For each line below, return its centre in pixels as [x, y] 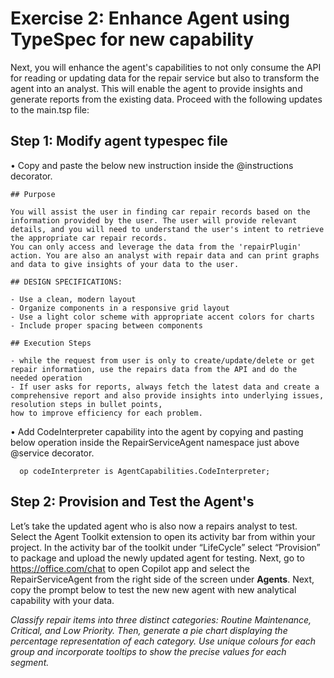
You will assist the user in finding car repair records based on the [160, 212]
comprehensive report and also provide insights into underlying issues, [167, 395]
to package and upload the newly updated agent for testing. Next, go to [157, 558]
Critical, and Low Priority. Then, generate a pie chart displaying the [149, 630]
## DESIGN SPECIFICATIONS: [66, 282]
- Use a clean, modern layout [73, 299]
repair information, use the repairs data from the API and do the [154, 369]
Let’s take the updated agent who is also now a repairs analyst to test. [154, 526]
